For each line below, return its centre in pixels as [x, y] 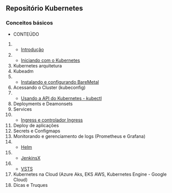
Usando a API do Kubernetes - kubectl [61, 98]
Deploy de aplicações [36, 125]
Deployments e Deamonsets [43, 104]
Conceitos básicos [29, 23]
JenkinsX [31, 158]
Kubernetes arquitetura [38, 65]
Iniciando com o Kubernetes [51, 60]
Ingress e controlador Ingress [52, 120]
